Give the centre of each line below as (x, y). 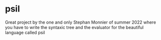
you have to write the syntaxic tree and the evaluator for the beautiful (74, 27)
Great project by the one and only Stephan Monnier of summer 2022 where (81, 22)
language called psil (25, 32)
